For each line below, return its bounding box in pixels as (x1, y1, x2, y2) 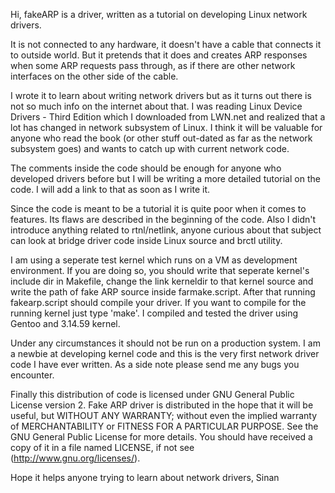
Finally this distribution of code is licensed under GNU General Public (10, 389, 295, 400)
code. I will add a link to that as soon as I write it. (10, 184, 211, 195)
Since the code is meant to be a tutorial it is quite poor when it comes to (10, 203, 307, 214)
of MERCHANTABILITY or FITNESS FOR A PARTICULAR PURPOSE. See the (10, 420, 319, 432)
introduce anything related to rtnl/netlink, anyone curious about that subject (10, 224, 322, 236)
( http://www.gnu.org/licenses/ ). (10, 452, 141, 464)
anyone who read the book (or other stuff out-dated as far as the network (10, 132, 313, 144)
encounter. (10, 369, 55, 381)
